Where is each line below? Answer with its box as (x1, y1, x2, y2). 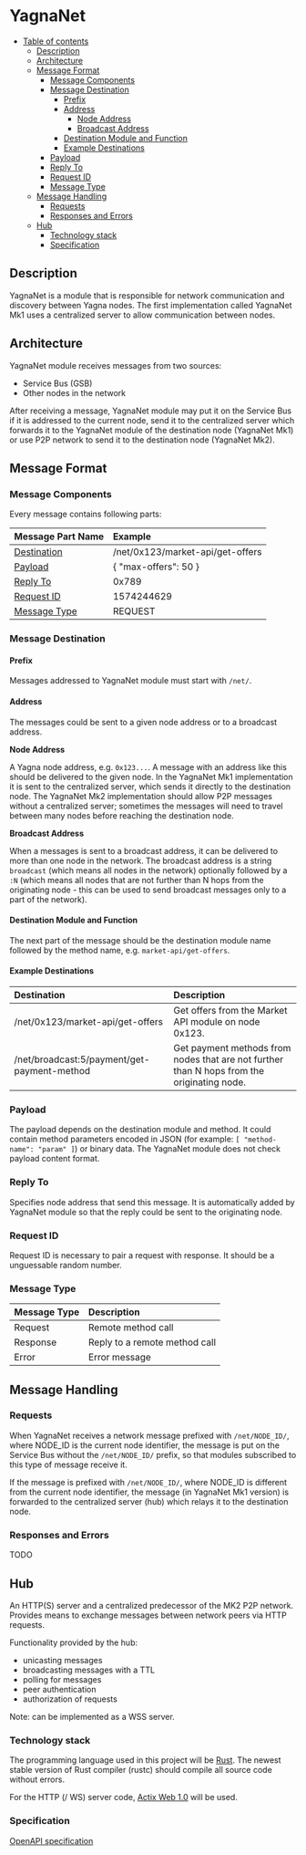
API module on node (173, 1015, 260, 1027)
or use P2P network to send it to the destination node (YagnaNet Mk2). (9, 434, 275, 445)
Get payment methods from (173, 1041, 291, 1054)
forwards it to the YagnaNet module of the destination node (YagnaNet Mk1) (9, 424, 294, 435)
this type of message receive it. (9, 1459, 127, 1470)
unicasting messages (22, 1654, 103, 1665)
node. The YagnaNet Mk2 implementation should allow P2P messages (9, 790, 273, 801)
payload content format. (9, 1153, 100, 1164)
